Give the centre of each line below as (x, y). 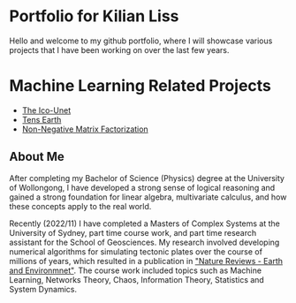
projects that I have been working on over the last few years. (119, 49)
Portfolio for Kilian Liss (94, 16)
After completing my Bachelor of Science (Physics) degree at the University (147, 178)
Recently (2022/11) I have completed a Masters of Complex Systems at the (145, 223)
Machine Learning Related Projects (140, 86)
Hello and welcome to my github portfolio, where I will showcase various (141, 41)
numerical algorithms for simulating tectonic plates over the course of (136, 251)
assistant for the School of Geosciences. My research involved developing (144, 242)
